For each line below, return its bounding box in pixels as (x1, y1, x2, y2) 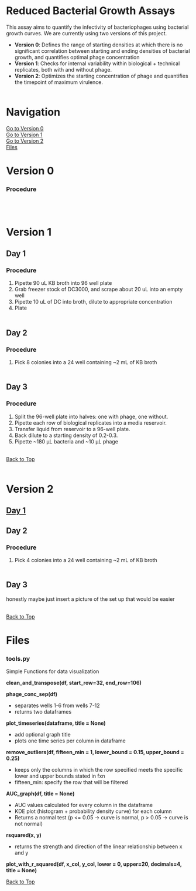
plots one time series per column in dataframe (14, 737, 126, 744)
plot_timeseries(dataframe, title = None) (6, 719, 106, 727)
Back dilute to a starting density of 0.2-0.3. (14, 432, 118, 439)
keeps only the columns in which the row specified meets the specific (14, 766, 183, 774)
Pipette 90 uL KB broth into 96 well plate (14, 280, 112, 287)
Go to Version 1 (6, 131, 43, 138)
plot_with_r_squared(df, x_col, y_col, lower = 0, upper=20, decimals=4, (6, 860, 183, 868)
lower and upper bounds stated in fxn (14, 772, 105, 779)
